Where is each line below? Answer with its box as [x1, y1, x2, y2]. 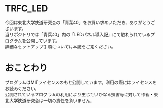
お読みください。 [5, 85, 39, 91]
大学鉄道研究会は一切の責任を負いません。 [9, 97, 95, 103]
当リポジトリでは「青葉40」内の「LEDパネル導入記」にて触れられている [5, 31, 151, 37]
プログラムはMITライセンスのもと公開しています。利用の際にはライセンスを [5, 79, 157, 85]
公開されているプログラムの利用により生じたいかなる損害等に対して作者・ [5, 92, 154, 97]
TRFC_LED [5, 3, 48, 14]
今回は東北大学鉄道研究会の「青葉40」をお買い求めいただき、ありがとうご [5, 19, 155, 25]
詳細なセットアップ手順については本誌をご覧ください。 [5, 44, 116, 49]
